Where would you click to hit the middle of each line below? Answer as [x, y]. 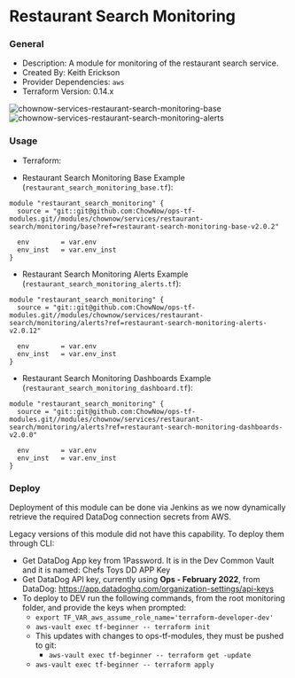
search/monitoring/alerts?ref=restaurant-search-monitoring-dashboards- [146, 427]
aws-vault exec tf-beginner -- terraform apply [124, 665]
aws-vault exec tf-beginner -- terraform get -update [150, 656]
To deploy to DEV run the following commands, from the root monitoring [153, 598]
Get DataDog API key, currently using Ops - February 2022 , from [141, 580]
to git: [46, 645]
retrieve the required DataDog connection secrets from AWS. [120, 517]
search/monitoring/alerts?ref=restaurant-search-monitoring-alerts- [138, 323]
